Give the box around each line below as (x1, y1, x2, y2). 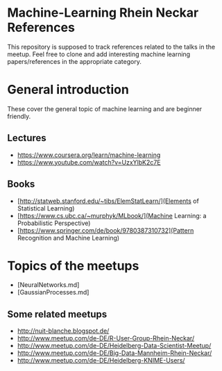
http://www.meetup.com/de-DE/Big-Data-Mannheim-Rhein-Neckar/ (17, 349, 212, 357)
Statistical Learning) (17, 204, 75, 213)
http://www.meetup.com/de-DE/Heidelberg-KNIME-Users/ (17, 356, 185, 365)
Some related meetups (7, 308, 108, 320)
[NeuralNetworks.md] (17, 281, 80, 289)
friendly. (7, 112, 31, 120)
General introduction (7, 82, 130, 98)
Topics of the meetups (7, 258, 139, 274)
